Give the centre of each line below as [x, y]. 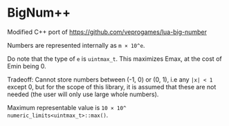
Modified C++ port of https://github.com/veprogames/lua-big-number [107, 32]
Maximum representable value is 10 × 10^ [67, 107]
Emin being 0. [27, 66]
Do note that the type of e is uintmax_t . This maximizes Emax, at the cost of [115, 58]
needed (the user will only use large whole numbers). [83, 94]
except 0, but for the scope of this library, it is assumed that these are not [112, 87]
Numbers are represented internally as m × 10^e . [76, 45]
